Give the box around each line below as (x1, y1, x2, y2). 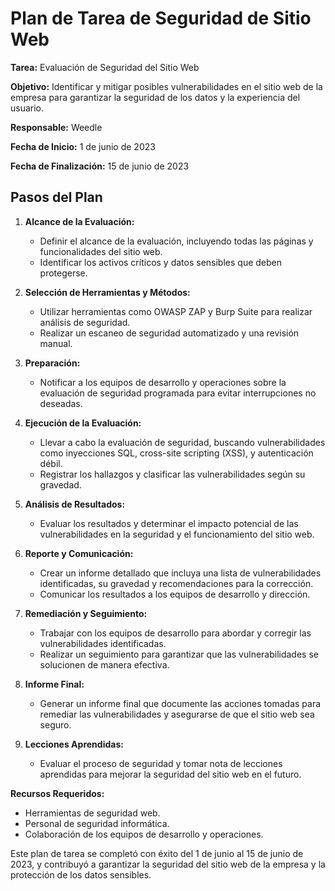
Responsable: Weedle (10, 121, 103, 133)
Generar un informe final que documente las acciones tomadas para (39, 697, 322, 709)
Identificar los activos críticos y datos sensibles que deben (39, 256, 283, 268)
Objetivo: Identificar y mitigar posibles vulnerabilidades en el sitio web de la (10, 80, 323, 92)
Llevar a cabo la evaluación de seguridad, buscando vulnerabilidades (39, 436, 326, 448)
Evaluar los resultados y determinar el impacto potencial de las (39, 517, 299, 529)
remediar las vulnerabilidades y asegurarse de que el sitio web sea (39, 708, 315, 720)
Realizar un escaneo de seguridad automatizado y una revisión (39, 327, 300, 339)
